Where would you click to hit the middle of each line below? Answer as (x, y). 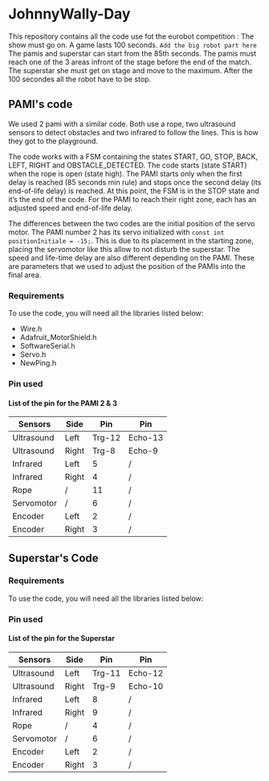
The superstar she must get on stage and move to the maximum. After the (130, 70)
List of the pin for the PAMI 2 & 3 (63, 403)
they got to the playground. (53, 141)
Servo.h (33, 354)
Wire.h (31, 329)
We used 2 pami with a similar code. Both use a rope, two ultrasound (122, 124)
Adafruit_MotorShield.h (58, 337)
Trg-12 (106, 438)
